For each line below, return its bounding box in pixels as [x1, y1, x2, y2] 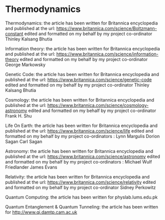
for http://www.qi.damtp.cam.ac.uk [5, 209, 77, 215]
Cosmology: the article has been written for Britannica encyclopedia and [5, 96, 154, 103]
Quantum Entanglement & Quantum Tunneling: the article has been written [5, 203, 158, 209]
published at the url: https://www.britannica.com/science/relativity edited [5, 179, 156, 185]
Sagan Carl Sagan [5, 138, 42, 144]
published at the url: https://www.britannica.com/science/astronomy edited [5, 153, 160, 159]
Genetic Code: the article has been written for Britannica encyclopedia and [5, 71, 159, 77]
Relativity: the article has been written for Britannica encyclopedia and [5, 173, 150, 179]
